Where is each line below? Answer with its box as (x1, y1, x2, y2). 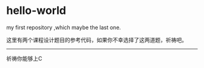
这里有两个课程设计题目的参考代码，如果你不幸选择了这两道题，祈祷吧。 (6, 36, 187, 43)
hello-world (6, 4, 67, 18)
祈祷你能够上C (6, 55, 42, 62)
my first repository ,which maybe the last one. (6, 24, 121, 31)
